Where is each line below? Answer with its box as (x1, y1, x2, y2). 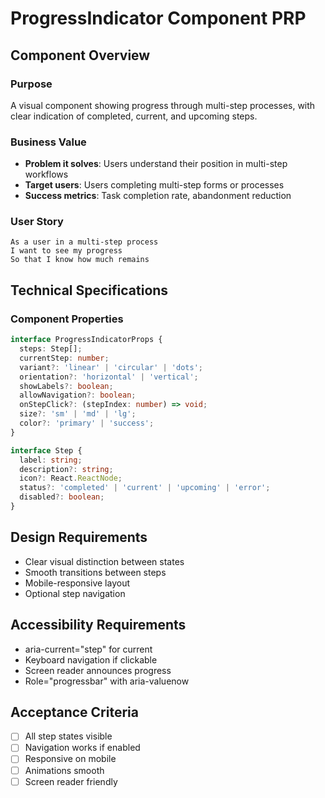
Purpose (10, 77, 53, 91)
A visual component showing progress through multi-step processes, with (10, 99, 316, 111)
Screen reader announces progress (24, 664, 172, 676)
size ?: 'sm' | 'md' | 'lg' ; (19, 409, 137, 419)
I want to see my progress (10, 246, 123, 256)
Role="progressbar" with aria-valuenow (24, 675, 190, 687)
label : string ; (19, 455, 83, 465)
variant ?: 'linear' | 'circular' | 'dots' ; (19, 362, 203, 372)
